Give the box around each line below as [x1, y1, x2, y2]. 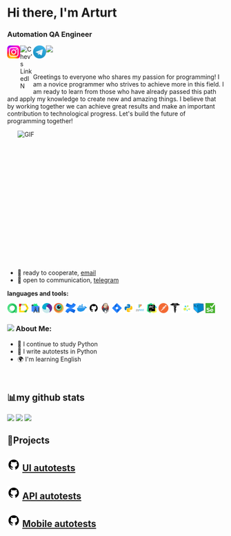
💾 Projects [7, 434, 50, 446]
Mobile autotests [21, 518, 97, 530]
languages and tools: [7, 289, 69, 298]
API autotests [21, 490, 81, 502]
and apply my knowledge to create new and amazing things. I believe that [7, 95, 217, 103]
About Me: [15, 324, 52, 333]
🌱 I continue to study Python [17, 340, 98, 348]
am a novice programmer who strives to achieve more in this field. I [33, 80, 224, 89]
